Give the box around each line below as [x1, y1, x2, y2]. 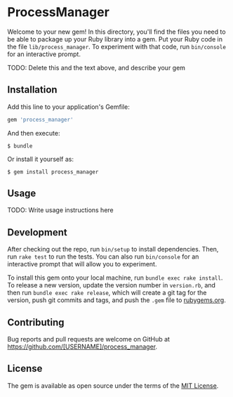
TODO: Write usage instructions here [7, 206, 114, 214]
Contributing [7, 316, 65, 328]
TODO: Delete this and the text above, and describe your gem [7, 63, 186, 72]
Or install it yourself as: [7, 155, 74, 163]
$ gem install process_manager [7, 168, 99, 176]
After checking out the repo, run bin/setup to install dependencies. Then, [7, 245, 219, 254]
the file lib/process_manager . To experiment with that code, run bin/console [7, 42, 227, 51]
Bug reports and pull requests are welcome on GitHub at [7, 335, 171, 344]
